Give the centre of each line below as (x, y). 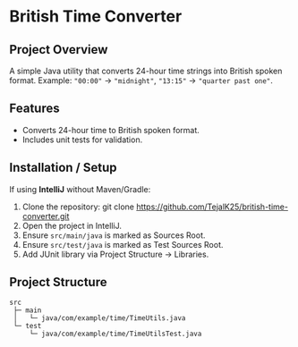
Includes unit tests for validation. (82, 140)
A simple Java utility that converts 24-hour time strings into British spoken (146, 71)
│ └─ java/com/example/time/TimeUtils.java (99, 318)
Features (34, 109)
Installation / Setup (63, 168)
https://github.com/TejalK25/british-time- (212, 207)
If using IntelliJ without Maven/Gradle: (80, 189)
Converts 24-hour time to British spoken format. (111, 130)
